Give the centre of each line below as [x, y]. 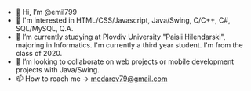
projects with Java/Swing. [57, 70]
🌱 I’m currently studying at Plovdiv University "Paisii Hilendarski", [120, 37]
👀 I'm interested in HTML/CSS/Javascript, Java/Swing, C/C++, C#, [123, 20]
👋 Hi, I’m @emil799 [46, 12]
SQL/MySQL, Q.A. [44, 28]
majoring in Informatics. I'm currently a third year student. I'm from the [129, 45]
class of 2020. [39, 53]
